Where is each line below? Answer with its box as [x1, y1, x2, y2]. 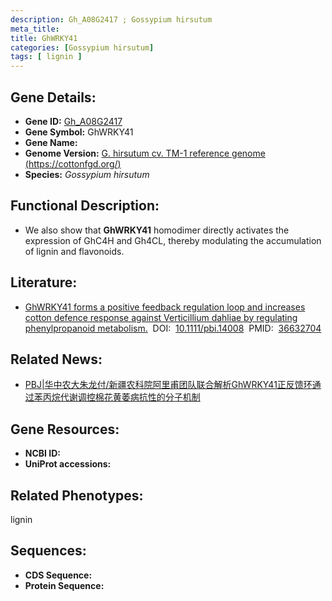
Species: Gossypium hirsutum [24, 168, 150, 180]
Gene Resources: [10, 421, 120, 438]
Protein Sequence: [24, 579, 105, 591]
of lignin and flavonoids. [24, 245, 125, 257]
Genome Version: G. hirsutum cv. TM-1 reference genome [24, 147, 266, 159]
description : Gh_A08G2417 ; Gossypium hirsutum [10, 14, 213, 25]
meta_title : [10, 24, 60, 34]
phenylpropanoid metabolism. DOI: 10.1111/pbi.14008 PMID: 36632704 [24, 322, 322, 334]
